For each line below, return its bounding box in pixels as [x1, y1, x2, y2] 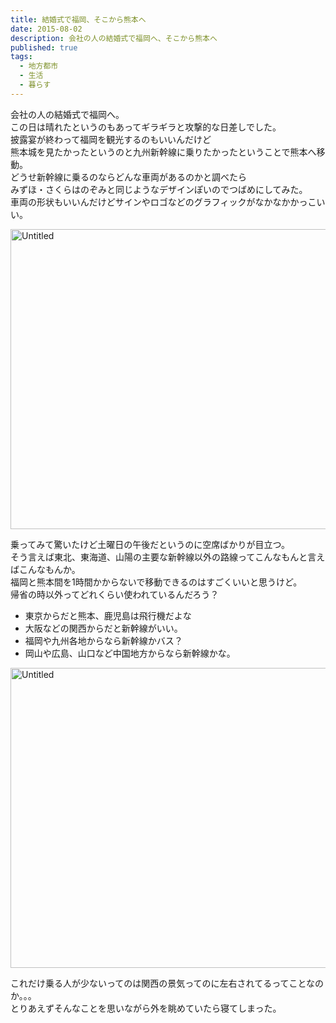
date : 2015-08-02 [10, 24, 83, 34]
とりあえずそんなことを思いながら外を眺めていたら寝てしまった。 [10, 1002, 282, 1014]
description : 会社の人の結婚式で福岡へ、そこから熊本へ [10, 33, 218, 43]
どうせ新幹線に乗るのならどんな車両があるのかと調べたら [10, 171, 247, 183]
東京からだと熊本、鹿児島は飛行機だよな [24, 609, 192, 621]
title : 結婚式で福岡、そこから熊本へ [10, 14, 147, 25]
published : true [10, 42, 78, 53]
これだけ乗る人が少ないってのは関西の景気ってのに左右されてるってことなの [10, 977, 325, 989]
